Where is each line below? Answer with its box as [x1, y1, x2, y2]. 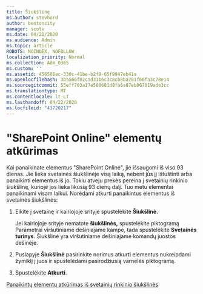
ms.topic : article [6, 43, 53, 49]
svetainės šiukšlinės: [6, 196, 58, 203]
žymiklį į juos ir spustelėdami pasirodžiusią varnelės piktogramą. [15, 258, 176, 265]
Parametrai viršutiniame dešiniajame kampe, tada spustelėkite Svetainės [15, 226, 197, 234]
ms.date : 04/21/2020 [6, 32, 59, 38]
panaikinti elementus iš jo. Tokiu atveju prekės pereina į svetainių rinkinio [6, 177, 188, 184]
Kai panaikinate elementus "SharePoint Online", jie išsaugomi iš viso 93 [6, 164, 184, 171]
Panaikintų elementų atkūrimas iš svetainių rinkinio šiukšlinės [6, 281, 159, 289]
